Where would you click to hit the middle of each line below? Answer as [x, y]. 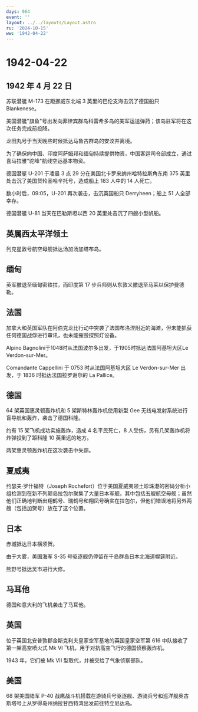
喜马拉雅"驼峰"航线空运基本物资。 [47, 161]
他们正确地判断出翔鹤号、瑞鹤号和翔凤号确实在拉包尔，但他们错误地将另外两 [99, 501]
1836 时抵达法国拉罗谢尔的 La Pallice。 [70, 375]
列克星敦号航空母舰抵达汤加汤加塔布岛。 [55, 249]
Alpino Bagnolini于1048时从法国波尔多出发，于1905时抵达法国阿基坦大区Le [97, 347]
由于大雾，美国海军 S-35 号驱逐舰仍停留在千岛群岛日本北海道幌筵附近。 [94, 556]
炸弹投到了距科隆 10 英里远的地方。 [49, 438]
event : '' [18, 17]
